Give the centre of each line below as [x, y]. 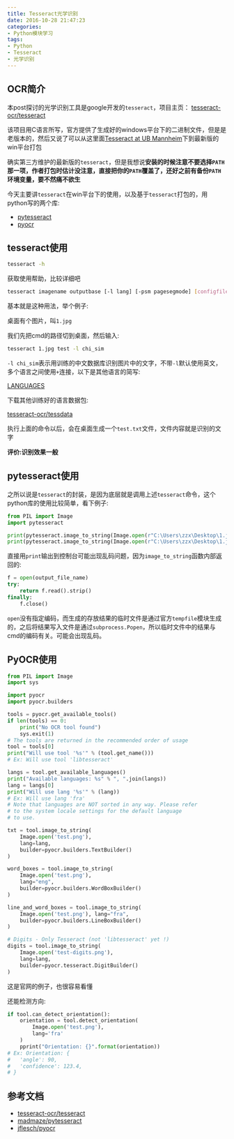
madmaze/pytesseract [49, 1121]
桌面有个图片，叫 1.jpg [39, 321]
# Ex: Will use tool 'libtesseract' [60, 760]
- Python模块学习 [30, 33]
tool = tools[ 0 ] [31, 747]
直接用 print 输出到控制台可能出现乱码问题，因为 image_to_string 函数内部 [112, 556]
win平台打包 [25, 147]
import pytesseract [36, 523]
